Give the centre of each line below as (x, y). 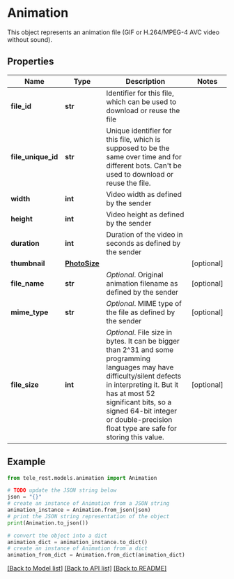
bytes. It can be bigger (143, 341)
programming (128, 358)
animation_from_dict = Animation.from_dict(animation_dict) (96, 555)
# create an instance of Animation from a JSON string (88, 504)
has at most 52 (131, 393)
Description (145, 81)
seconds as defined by (143, 243)
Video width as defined (144, 194)
